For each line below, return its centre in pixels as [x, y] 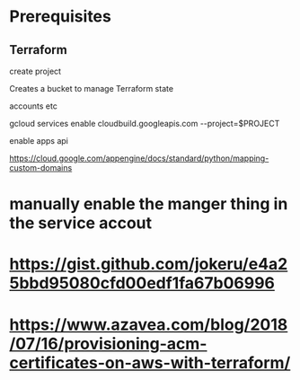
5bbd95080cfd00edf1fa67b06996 [142, 283]
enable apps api [39, 141]
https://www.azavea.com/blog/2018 [149, 324]
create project [35, 71]
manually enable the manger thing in [149, 204]
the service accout [81, 223]
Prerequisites [61, 17]
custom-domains [41, 168]
